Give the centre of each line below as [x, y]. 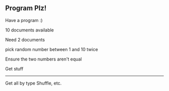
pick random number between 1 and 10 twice [52, 49]
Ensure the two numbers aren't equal [44, 59]
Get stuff [14, 68]
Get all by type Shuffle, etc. [33, 83]
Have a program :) [24, 20]
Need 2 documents [25, 39]
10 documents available [30, 30]
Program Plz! [26, 8]
